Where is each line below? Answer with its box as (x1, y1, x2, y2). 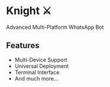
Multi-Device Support (14, 56, 67, 63)
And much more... (14, 75, 59, 82)
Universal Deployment (14, 62, 69, 69)
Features (6, 41, 40, 51)
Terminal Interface (14, 69, 60, 76)
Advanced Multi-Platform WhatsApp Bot (6, 24, 104, 31)
